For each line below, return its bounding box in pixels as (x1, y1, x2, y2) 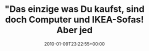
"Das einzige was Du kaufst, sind (4, 3, 144, 15)
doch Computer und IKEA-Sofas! (5, 14, 144, 25)
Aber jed (56, 25, 93, 36)
